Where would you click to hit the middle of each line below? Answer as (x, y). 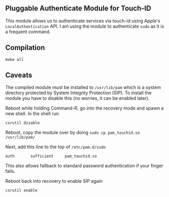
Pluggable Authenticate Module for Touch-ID (78, 8)
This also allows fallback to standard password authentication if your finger (84, 166)
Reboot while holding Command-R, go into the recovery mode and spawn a (84, 108)
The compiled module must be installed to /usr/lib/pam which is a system (83, 87)
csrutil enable (21, 191)
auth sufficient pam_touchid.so (51, 156)
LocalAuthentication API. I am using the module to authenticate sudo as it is (85, 26)
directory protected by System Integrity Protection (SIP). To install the (78, 93)
